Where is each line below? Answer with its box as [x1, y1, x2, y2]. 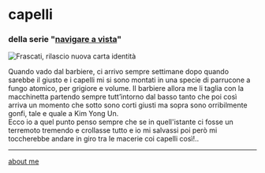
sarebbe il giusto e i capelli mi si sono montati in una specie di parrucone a [8, 75, 251, 85]
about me [8, 156, 39, 167]
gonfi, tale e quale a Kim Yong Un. [8, 109, 119, 118]
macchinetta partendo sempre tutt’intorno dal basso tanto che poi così [8, 92, 237, 102]
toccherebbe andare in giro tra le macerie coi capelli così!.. [8, 134, 200, 144]
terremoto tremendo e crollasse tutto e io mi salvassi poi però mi [8, 126, 218, 135]
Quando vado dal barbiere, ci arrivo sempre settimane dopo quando [8, 67, 230, 77]
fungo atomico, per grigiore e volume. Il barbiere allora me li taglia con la [8, 84, 244, 93]
